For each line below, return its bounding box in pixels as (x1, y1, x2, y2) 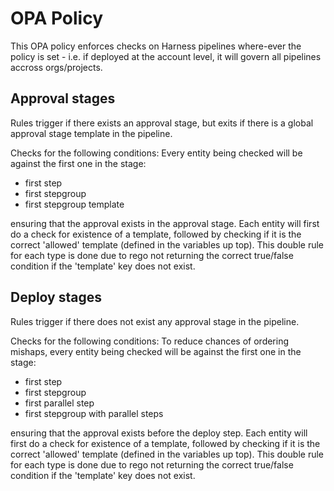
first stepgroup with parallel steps (24, 407, 164, 419)
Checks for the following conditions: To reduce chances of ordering (10, 335, 290, 347)
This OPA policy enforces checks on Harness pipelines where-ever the (10, 40, 302, 52)
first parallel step (24, 397, 95, 409)
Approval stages (10, 90, 116, 107)
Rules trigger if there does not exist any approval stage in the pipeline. (10, 315, 300, 327)
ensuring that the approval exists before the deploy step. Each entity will (10, 427, 308, 439)
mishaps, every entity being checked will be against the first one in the (10, 345, 302, 357)
